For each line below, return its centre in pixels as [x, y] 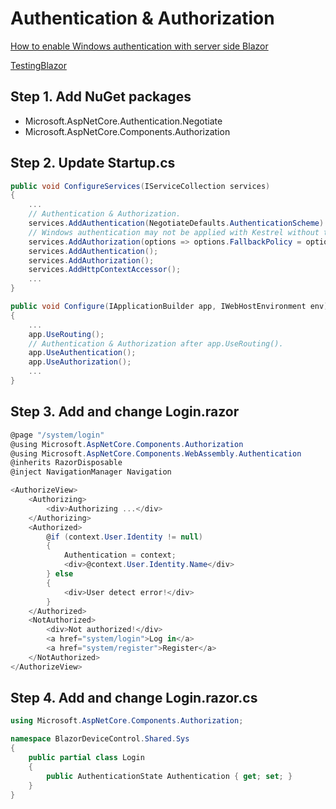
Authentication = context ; [120, 555]
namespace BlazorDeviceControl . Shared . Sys [100, 739]
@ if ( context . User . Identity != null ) [124, 537]
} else [60, 574]
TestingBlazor [38, 65]
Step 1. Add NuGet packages [101, 97]
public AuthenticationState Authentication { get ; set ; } [169, 776]
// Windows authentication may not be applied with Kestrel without [174, 232]
